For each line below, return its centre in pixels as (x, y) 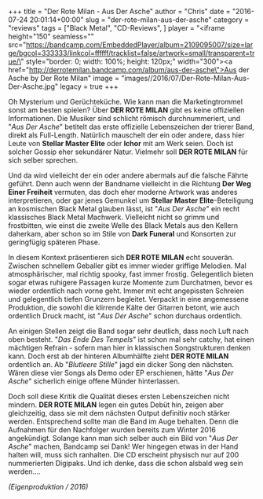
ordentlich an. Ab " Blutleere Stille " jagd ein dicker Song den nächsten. (121, 364)
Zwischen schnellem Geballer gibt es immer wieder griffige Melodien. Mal (128, 266)
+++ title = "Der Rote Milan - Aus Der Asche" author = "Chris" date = (119, 11)
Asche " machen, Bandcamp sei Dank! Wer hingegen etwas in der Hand (123, 446)
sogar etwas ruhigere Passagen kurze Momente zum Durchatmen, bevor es (130, 283)
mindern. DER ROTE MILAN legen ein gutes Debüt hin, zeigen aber (116, 405)
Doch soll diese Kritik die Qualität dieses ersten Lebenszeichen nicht (119, 396)
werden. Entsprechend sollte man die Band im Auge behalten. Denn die (123, 421)
